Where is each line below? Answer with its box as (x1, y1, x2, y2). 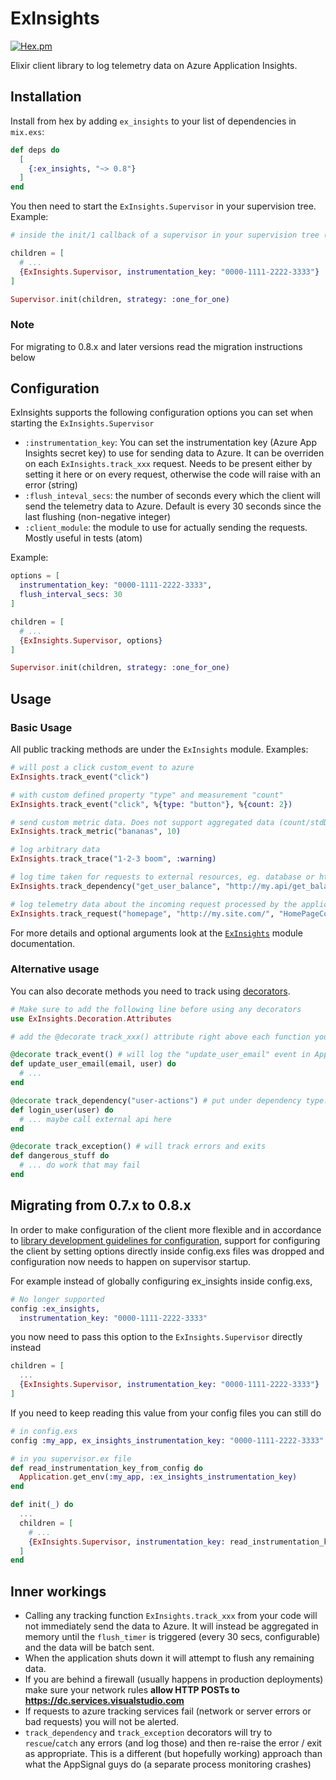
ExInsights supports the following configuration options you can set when (10, 407, 314, 419)
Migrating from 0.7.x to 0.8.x (10, 1197, 192, 1214)
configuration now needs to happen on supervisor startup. (10, 1255, 252, 1267)
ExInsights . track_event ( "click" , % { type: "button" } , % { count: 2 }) (10, 799, 293, 809)
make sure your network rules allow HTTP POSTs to (24, 1684, 240, 1696)
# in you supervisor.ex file (10, 1453, 132, 1464)
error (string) (24, 479, 78, 491)
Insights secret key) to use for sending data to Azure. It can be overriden (24, 447, 325, 459)
